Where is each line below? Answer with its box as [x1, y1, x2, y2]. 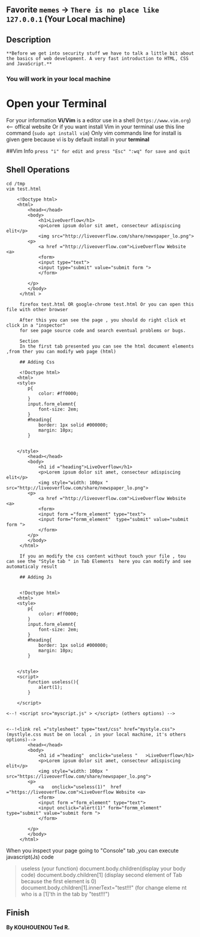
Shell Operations [6, 165, 70, 175]
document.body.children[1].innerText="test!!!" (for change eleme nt [20, 884, 187, 891]
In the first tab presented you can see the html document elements [19, 343, 195, 350]
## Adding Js [19, 574, 52, 580]
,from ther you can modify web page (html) [6, 348, 117, 354]
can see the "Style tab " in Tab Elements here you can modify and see [6, 558, 192, 564]
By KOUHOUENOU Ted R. [6, 923, 70, 931]
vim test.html [6, 186, 42, 192]
